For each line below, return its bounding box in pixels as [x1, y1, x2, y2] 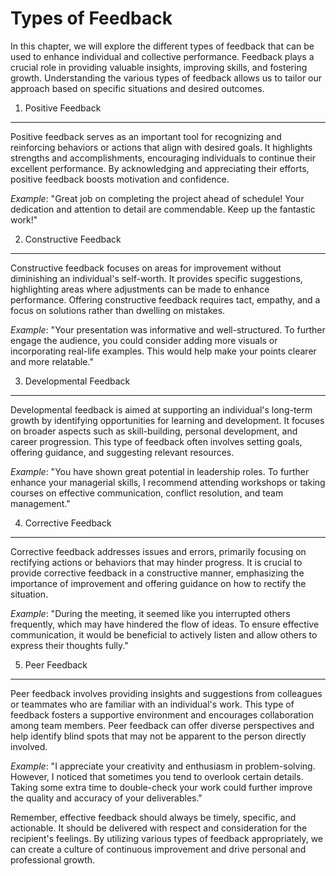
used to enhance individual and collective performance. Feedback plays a [10, 50, 315, 62]
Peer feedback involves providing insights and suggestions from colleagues [10, 687, 323, 699]
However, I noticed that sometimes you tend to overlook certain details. [10, 770, 304, 782]
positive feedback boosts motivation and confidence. [10, 173, 230, 185]
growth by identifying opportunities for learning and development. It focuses [10, 414, 325, 426]
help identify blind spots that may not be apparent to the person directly [10, 730, 307, 742]
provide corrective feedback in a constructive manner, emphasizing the [10, 567, 305, 579]
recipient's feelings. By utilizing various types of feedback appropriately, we [10, 832, 324, 844]
